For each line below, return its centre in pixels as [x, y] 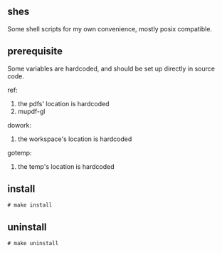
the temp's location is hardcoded [66, 166]
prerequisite [35, 52]
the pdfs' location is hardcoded [63, 103]
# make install [30, 205]
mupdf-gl [31, 111]
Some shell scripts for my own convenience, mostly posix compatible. [110, 29]
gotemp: [20, 153]
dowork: [20, 125]
